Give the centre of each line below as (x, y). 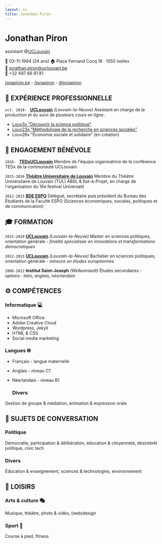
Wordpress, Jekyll (30, 328)
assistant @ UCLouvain (28, 51)
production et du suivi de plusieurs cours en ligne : (56, 115)
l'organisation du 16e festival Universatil (45, 187)
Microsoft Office (28, 317)
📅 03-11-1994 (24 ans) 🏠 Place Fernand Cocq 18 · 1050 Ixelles (67, 61)
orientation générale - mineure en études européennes (59, 261)
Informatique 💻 (24, 305)
